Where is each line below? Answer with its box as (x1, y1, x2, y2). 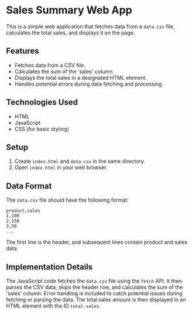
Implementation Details (6, 262, 93, 272)
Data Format (6, 181, 52, 191)
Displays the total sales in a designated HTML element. (14, 74, 147, 81)
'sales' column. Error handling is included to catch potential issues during (6, 290, 183, 296)
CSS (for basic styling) (14, 125, 69, 132)
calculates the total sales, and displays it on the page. (6, 29, 136, 36)
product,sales (6, 208, 41, 214)
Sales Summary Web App (6, 4, 133, 17)
